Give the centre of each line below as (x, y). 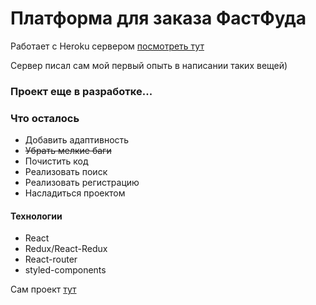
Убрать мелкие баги (68, 151)
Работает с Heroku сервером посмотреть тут (107, 46)
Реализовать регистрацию (82, 183)
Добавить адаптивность (77, 140)
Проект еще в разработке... (81, 91)
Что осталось (45, 118)
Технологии (36, 216)
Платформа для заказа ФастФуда (158, 18)
